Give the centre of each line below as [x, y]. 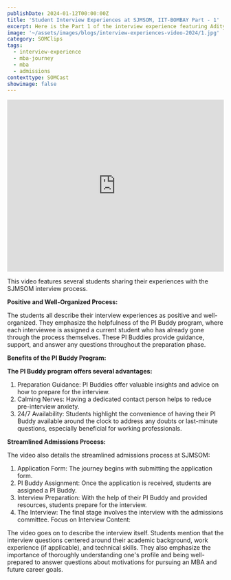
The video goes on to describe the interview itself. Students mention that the [115, 533]
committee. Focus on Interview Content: [74, 519]
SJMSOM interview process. [47, 289]
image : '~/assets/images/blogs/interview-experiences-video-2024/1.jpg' [113, 33]
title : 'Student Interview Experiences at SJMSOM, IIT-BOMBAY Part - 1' [113, 20]
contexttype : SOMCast [38, 77]
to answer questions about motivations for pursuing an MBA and [126, 562]
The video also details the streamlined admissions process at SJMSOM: [109, 455]
